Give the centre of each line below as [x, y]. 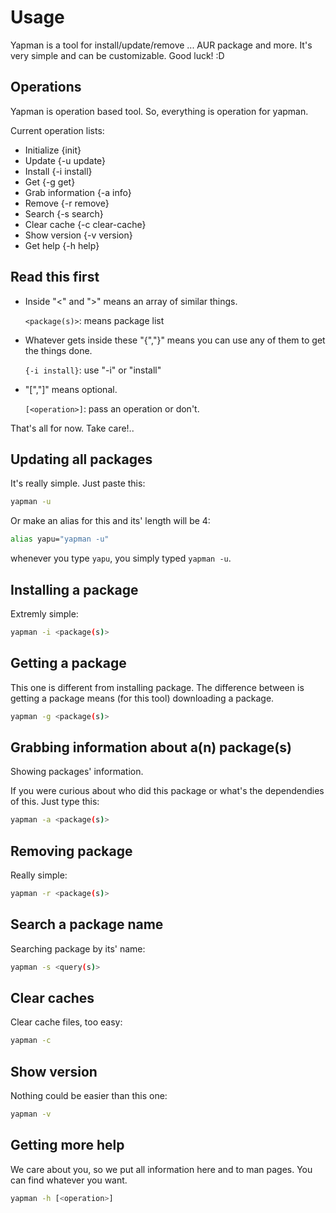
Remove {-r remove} [67, 203]
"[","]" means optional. [71, 389]
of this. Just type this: [55, 802]
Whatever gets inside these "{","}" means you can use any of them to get [175, 340]
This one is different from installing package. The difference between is [157, 687]
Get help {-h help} [62, 245]
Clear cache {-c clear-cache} [85, 224]
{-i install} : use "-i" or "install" [93, 370]
